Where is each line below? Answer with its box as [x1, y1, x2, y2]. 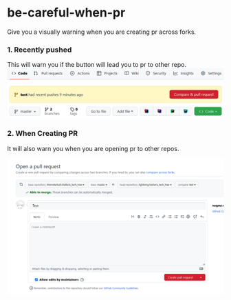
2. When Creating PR [7, 129, 78, 139]
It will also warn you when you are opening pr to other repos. [7, 144, 179, 152]
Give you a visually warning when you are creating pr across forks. [7, 28, 197, 36]
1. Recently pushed [7, 45, 72, 54]
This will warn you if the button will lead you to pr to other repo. [7, 61, 187, 69]
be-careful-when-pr [7, 5, 126, 21]
